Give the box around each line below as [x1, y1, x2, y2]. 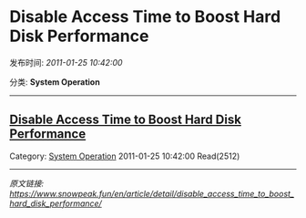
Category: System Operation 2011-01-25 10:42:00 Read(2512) [9, 151, 240, 161]
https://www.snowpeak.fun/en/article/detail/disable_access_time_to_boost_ [9, 188, 294, 199]
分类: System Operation [9, 76, 100, 88]
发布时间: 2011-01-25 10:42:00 [9, 57, 123, 67]
